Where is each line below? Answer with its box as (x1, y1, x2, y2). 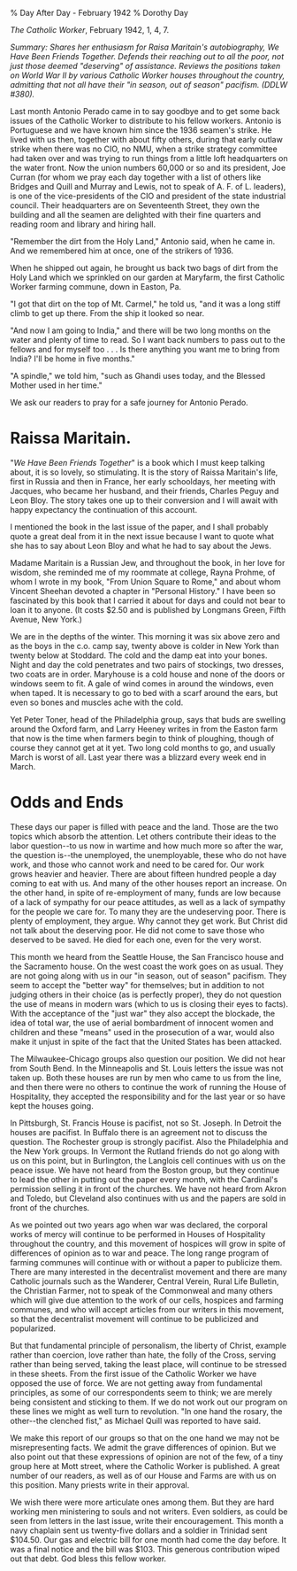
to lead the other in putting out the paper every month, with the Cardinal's (10, 1173, 278, 1185)
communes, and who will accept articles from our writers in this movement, (10, 1304, 285, 1314)
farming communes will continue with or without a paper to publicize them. (10, 1257, 283, 1267)
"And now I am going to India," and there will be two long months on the (10, 325, 271, 336)
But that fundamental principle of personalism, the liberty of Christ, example (10, 1340, 286, 1350)
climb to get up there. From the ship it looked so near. (10, 308, 205, 318)
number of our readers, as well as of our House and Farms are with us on (10, 1470, 277, 1481)
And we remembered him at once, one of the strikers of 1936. (10, 245, 234, 256)
